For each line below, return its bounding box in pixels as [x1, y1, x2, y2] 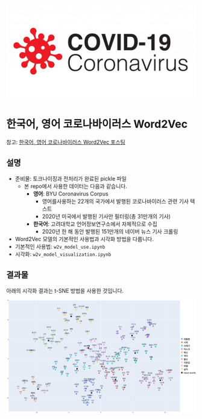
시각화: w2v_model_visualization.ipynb [14, 250, 112, 258]
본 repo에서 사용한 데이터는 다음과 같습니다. [24, 182, 128, 190]
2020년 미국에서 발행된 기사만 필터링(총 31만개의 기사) [42, 213, 171, 220]
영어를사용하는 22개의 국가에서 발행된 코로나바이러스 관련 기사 [42, 197, 189, 205]
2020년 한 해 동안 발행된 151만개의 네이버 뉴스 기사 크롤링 [42, 228, 178, 235]
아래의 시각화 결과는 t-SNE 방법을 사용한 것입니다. [6, 287, 124, 294]
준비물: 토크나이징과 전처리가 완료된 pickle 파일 [14, 174, 127, 182]
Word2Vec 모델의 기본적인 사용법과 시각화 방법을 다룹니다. [14, 235, 154, 243]
